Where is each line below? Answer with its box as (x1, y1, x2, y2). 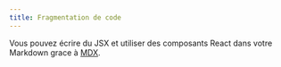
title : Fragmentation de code (9, 13, 122, 22)
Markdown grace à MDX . (9, 46, 101, 58)
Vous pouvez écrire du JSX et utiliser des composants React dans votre (9, 38, 273, 48)
